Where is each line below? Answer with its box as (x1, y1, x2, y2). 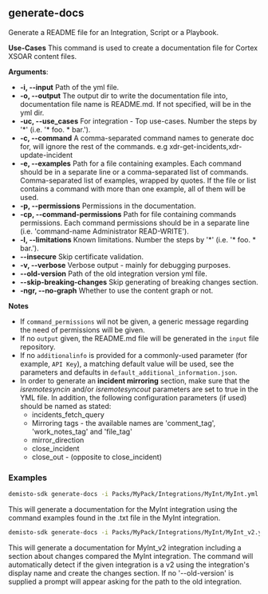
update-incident (19, 150, 73, 159)
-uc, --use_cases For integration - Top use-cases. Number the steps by (19, 116, 258, 126)
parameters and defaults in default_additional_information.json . (19, 367, 238, 377)
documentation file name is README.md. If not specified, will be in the (19, 99, 251, 108)
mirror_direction (31, 435, 85, 445)
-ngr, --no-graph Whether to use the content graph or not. (19, 285, 214, 295)
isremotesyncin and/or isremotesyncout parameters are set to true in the (19, 384, 259, 394)
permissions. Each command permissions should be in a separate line (19, 218, 250, 227)
